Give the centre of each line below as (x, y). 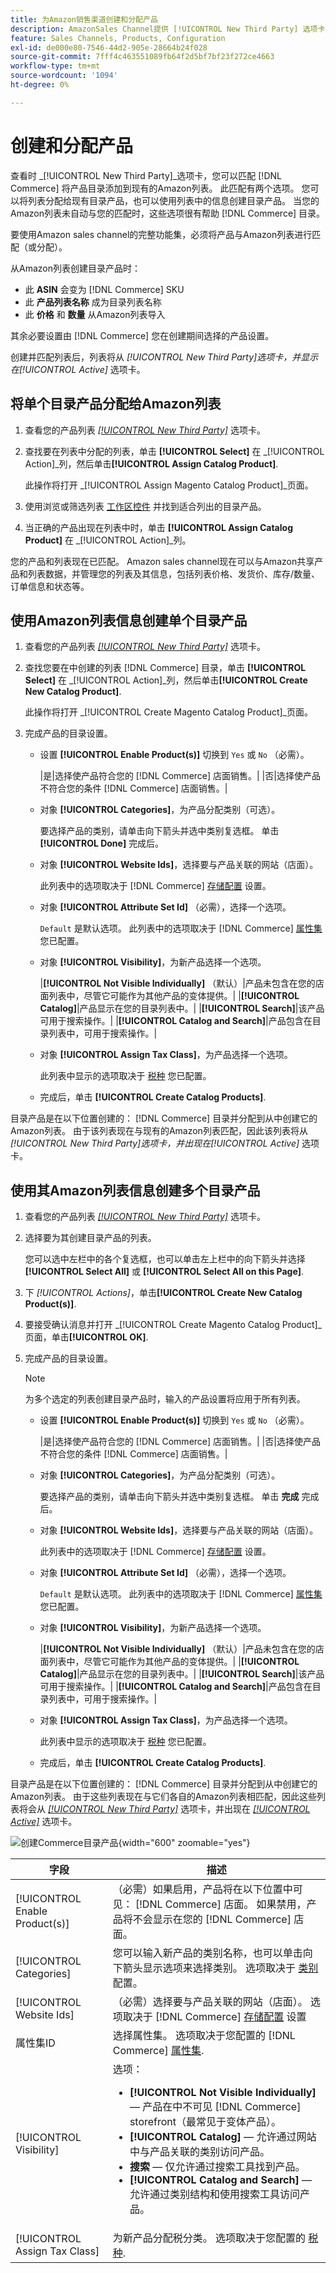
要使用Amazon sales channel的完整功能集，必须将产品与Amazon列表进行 (161, 234)
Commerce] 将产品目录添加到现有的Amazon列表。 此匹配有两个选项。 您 (160, 188)
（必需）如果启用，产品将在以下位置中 (202, 1889)
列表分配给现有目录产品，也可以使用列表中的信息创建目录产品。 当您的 (173, 200)
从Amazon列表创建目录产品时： (75, 268)
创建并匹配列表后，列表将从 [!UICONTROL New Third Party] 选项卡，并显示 (164, 357)
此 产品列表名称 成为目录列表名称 (93, 302)
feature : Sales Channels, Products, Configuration (118, 38)
